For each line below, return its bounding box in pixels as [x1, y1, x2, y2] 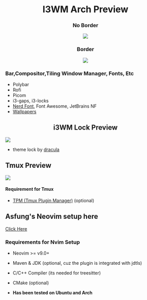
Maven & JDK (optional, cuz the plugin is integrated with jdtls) [12, 260, 142, 266]
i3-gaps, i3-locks [12, 98, 49, 104]
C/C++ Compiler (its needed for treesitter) [12, 270, 101, 276]
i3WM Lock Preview [53, 123, 118, 132]
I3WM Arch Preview [42, 4, 129, 15]
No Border [72, 22, 99, 29]
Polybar [12, 82, 30, 88]
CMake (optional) [12, 280, 49, 286]
